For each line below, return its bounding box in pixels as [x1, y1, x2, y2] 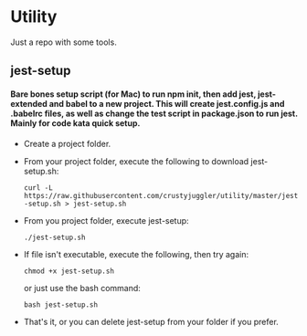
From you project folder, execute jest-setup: [23, 215, 190, 226]
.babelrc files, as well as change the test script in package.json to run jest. [10, 108, 298, 119]
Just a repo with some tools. [10, 37, 117, 47]
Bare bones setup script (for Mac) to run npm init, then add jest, [10, 89, 257, 100]
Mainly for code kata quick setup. [10, 117, 141, 129]
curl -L [23, 183, 53, 193]
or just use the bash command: [23, 282, 141, 293]
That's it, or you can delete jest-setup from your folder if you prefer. [23, 316, 280, 327]
